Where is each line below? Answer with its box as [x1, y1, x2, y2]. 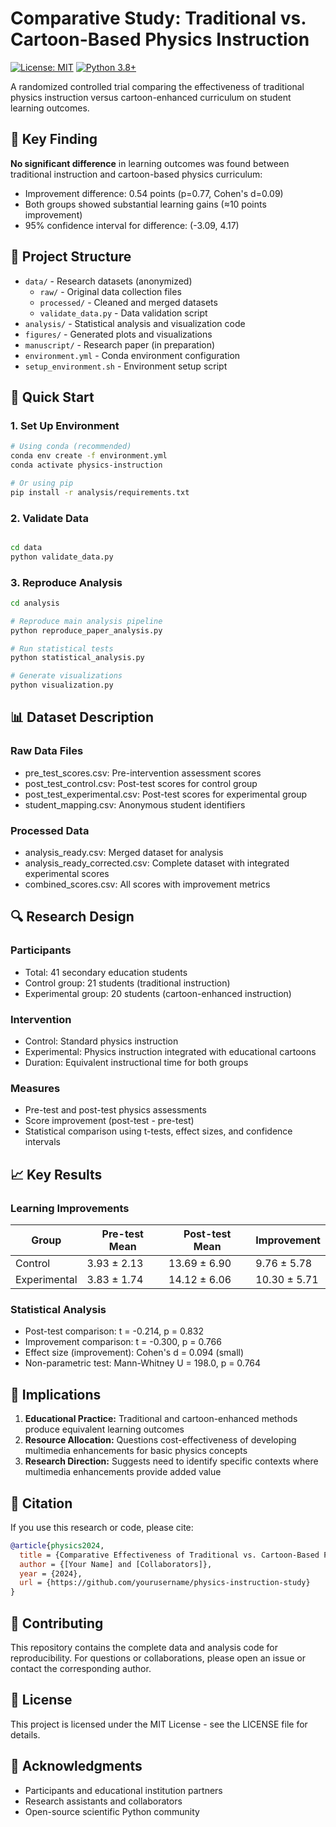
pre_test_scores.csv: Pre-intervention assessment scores [24, 767, 262, 779]
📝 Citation [10, 1495, 73, 1512]
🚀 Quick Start [10, 388, 95, 406]
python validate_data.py [10, 552, 114, 562]
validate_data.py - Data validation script [39, 307, 208, 319]
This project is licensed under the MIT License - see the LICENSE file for [10, 1718, 308, 1730]
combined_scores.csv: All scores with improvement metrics [24, 878, 271, 891]
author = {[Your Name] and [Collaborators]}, [19, 1559, 213, 1569]
